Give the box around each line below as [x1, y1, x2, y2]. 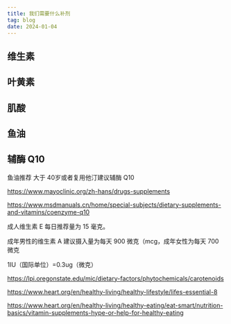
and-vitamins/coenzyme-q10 [7, 207, 90, 216]
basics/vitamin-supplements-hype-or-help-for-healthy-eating [7, 308, 184, 316]
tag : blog [7, 17, 36, 24]
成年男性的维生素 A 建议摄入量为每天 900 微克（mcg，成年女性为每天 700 [7, 237, 219, 245]
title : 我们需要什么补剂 [7, 10, 71, 17]
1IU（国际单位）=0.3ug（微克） [7, 260, 97, 268]
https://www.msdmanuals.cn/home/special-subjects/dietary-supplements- [7, 201, 222, 209]
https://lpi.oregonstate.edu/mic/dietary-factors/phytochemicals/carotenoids [7, 274, 224, 282]
